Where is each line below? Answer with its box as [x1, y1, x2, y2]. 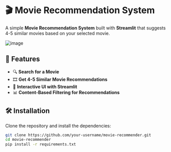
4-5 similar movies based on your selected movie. [5, 30, 110, 36]
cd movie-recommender [5, 137, 51, 142]
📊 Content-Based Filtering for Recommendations [12, 89, 120, 95]
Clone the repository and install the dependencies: [5, 123, 111, 129]
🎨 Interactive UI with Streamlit [12, 83, 77, 89]
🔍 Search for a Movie [12, 69, 60, 75]
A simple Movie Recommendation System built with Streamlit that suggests [5, 24, 166, 31]
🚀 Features [5, 55, 40, 64]
